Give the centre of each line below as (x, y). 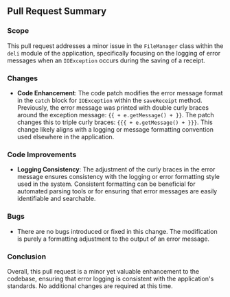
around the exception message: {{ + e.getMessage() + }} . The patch (115, 115)
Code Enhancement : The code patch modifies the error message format (120, 93)
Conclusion (27, 257)
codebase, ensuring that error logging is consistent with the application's (111, 278)
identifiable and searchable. (56, 199)
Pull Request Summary (57, 11)
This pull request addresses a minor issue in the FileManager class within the (115, 46)
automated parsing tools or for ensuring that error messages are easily (117, 191)
